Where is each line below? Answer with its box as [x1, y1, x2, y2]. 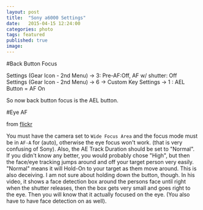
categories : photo [6, 26, 53, 32]
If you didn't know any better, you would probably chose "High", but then [6, 151, 190, 159]
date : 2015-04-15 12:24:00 [6, 20, 81, 26]
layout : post [6, 9, 40, 15]
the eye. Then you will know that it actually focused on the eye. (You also [6, 190, 190, 198]
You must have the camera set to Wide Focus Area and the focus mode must [6, 132, 197, 140]
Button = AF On [6, 84, 46, 92]
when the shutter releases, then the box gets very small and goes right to [6, 184, 191, 192]
